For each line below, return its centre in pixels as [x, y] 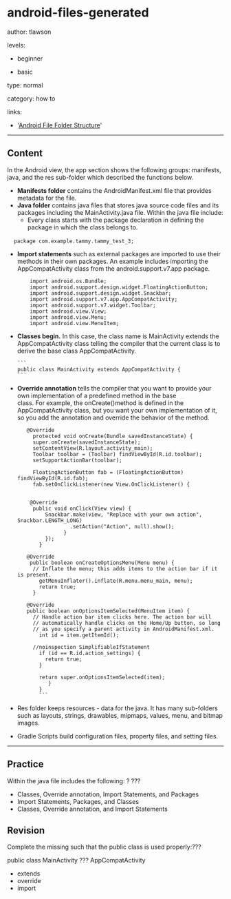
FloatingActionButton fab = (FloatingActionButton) [108, 472]
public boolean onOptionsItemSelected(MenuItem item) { [108, 611]
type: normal [25, 85]
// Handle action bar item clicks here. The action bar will [122, 617]
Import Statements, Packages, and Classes [78, 801]
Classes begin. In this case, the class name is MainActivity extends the [118, 336]
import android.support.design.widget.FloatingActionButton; [119, 287]
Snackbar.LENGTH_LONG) [49, 520]
